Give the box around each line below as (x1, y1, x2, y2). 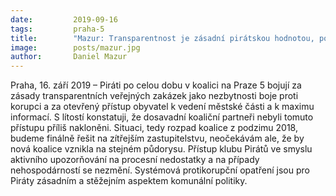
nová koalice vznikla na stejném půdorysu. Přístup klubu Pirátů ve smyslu (10, 143, 313, 155)
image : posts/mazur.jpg (10, 42, 141, 53)
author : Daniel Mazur (10, 52, 128, 62)
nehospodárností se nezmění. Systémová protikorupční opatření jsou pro (10, 164, 310, 176)
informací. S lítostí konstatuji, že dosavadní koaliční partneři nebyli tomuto (10, 111, 314, 123)
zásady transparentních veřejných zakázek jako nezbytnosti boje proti (10, 90, 299, 102)
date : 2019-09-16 (10, 14, 118, 25)
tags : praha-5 (10, 24, 105, 34)
